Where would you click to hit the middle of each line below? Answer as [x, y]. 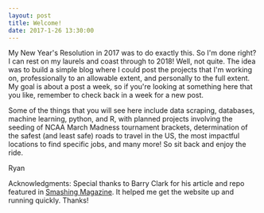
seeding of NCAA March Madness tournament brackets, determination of [128, 127]
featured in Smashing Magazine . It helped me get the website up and [121, 192]
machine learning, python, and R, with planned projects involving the [120, 119]
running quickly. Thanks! [49, 200]
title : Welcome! [35, 23]
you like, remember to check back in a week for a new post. [106, 95]
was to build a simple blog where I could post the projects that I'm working [130, 70]
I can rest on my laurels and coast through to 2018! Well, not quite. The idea [132, 61]
